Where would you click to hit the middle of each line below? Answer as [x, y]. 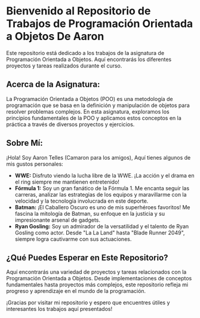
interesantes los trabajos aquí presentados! [59, 309]
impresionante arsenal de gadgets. [57, 220]
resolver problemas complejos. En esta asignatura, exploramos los [88, 111]
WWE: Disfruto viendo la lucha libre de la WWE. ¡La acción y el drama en [104, 175]
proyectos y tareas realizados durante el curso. [64, 65]
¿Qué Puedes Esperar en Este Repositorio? [87, 257]
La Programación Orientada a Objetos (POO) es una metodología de [90, 99]
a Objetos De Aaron [55, 36]
